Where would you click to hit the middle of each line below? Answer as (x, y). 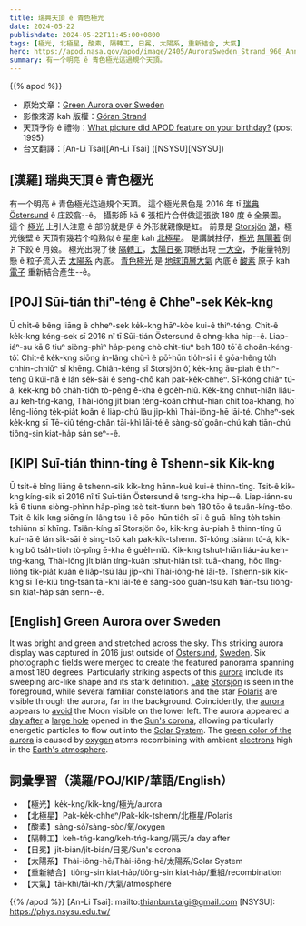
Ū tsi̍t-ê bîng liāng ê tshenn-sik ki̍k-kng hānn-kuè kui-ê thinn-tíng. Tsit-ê (144, 487)
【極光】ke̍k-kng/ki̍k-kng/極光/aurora (92, 804)
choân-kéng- (268, 347)
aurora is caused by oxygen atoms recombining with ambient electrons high (151, 740)
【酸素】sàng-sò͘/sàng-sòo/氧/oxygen (94, 827)
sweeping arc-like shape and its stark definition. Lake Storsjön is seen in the (152, 682)
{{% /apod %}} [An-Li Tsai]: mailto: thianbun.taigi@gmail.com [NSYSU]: (142, 902)
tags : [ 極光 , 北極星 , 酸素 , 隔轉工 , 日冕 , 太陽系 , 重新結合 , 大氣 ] (125, 43)
